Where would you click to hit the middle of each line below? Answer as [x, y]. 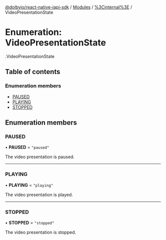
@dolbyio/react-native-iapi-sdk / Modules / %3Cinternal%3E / [69, 7]
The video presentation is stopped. [41, 232]
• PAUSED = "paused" [27, 147]
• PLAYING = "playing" [29, 185]
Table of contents [33, 72]
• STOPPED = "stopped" [30, 223]
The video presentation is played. [39, 195]
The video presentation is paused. [40, 157]
